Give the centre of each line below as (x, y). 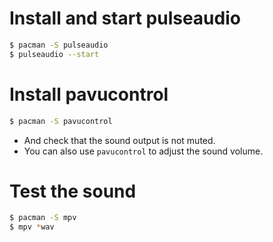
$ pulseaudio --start (54, 54)
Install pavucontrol (89, 94)
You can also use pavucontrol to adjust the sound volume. (143, 151)
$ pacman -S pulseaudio (59, 45)
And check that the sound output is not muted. (119, 140)
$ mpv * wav (32, 227)
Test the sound (73, 191)
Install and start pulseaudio (125, 18)
